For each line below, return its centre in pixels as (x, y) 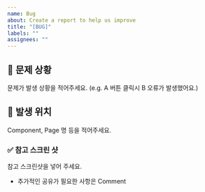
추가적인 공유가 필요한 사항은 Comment (72, 182)
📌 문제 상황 (30, 69)
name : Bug (22, 14)
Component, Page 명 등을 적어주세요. (59, 130)
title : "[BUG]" (29, 27)
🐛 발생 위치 (30, 112)
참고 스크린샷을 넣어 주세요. (45, 167)
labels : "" (23, 33)
